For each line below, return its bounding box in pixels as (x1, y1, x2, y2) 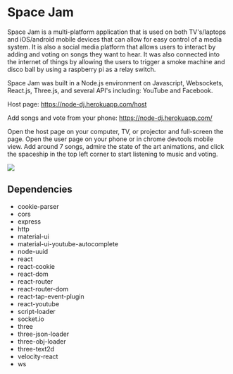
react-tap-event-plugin (17, 292, 84, 301)
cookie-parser (17, 202, 59, 210)
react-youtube (17, 299, 60, 308)
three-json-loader (17, 330, 70, 338)
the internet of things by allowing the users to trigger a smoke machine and (7, 57, 225, 66)
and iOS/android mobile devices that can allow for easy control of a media (7, 35, 222, 43)
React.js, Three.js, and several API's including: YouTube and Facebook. (7, 86, 213, 95)
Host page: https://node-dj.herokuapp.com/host (7, 99, 147, 108)
